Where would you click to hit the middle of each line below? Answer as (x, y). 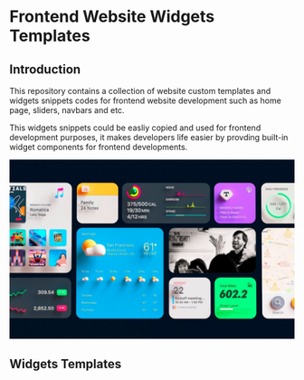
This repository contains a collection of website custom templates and (140, 91)
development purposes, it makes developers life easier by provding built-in (149, 137)
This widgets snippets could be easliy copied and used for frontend (135, 128)
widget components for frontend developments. (99, 147)
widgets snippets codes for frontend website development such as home (146, 100)
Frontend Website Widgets (112, 17)
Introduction (45, 69)
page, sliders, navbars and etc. (67, 110)
